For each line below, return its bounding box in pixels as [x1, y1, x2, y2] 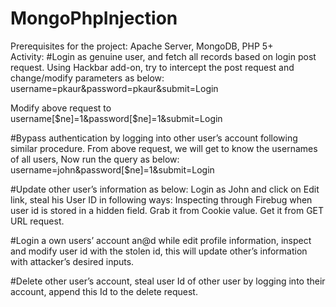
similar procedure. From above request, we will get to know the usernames [10, 142, 318, 154]
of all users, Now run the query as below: [10, 153, 180, 165]
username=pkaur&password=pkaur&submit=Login [10, 82, 219, 94]
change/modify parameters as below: [10, 72, 165, 84]
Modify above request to [10, 102, 112, 114]
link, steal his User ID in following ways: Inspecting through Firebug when [10, 193, 313, 206]
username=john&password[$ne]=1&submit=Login [10, 163, 215, 176]
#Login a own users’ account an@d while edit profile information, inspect [10, 234, 312, 246]
